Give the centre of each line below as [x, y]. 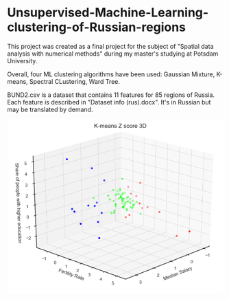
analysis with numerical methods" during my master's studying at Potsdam [113, 54]
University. [22, 60]
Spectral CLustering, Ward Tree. [75, 81]
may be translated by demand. [50, 109]
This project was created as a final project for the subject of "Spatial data [110, 46]
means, [18, 81]
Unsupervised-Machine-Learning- [108, 13]
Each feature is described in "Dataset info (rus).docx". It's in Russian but [109, 102]
